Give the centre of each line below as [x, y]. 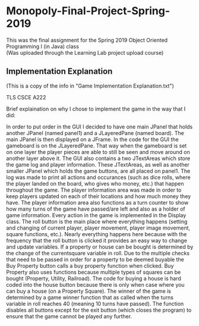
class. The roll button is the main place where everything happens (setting [97, 221]
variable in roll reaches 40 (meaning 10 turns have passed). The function [95, 303]
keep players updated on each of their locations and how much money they [99, 196]
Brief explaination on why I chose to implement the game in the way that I [96, 109]
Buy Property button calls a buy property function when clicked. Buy [90, 265]
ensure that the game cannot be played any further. [69, 316]
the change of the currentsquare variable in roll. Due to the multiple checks [98, 253]
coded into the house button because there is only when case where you [96, 284]
